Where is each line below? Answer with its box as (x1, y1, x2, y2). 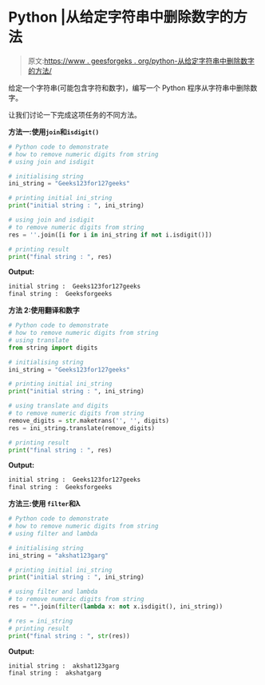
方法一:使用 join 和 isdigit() (8, 126, 100, 137)
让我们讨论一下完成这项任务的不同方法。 (8, 110, 141, 119)
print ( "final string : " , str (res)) (8, 631, 130, 640)
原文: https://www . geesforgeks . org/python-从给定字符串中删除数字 (27, 56, 255, 66)
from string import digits (8, 344, 98, 352)
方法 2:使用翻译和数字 (8, 305, 80, 315)
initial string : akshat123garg (8, 662, 120, 670)
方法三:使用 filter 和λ (8, 499, 81, 508)
